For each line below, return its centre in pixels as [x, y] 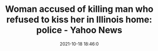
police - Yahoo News [79, 30]
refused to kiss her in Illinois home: [79, 20]
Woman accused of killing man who [79, 9]
